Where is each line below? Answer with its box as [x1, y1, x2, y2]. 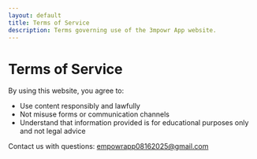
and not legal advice [19, 127, 86, 136]
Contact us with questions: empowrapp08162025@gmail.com [8, 142, 209, 151]
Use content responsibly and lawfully [19, 102, 140, 111]
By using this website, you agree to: [8, 86, 125, 95]
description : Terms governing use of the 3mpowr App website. [8, 26, 217, 34]
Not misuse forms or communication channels [19, 109, 169, 119]
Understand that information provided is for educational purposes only [19, 118, 249, 128]
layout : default [8, 11, 61, 20]
